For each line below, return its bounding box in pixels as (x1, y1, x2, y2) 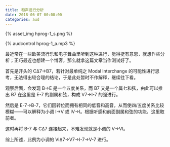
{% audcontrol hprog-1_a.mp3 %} (5, 41, 75, 47)
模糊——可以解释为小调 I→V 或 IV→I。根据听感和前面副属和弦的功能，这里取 (5, 108, 165, 115)
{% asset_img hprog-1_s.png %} (5, 31, 72, 37)
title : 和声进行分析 (5, 7, 44, 13)
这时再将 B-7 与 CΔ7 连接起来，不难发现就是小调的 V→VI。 (5, 126, 128, 132)
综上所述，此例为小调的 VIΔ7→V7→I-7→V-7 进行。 (5, 136, 111, 142)
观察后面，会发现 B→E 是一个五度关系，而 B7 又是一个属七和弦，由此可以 (5, 85, 158, 91)
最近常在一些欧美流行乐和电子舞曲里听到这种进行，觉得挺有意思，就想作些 (5, 51, 160, 57)
